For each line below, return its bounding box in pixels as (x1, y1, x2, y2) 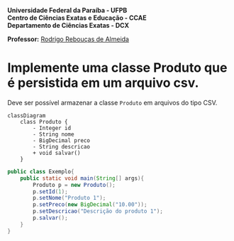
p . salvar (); (33, 215, 69, 222)
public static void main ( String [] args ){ (20, 174, 144, 182)
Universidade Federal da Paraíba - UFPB (7, 6, 128, 14)
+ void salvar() (33, 149, 81, 156)
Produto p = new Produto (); (33, 181, 116, 188)
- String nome (33, 131, 74, 138)
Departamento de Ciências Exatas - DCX (7, 21, 130, 29)
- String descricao (33, 143, 91, 150)
